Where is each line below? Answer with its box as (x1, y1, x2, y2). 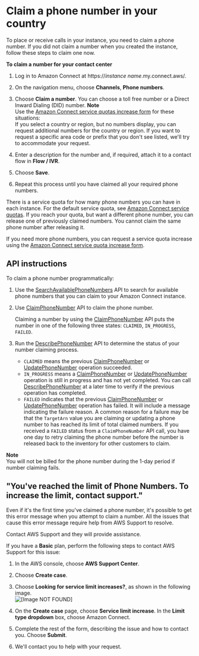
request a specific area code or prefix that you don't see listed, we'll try (14, 133, 190, 140)
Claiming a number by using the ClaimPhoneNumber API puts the (14, 315, 175, 323)
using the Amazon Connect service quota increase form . (6, 241, 144, 248)
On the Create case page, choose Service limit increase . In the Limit (14, 607, 185, 614)
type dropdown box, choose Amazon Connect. (14, 613, 131, 620)
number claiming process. (14, 346, 79, 353)
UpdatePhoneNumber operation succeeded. (23, 364, 132, 371)
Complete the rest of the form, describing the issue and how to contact (14, 625, 189, 632)
